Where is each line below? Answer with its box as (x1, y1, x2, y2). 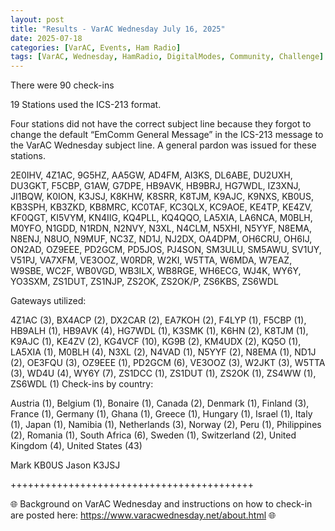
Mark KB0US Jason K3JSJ (10, 459, 121, 471)
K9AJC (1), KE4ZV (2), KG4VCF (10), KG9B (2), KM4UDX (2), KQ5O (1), (10, 336, 302, 348)
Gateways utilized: (10, 295, 87, 307)
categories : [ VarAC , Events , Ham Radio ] (10, 42, 182, 53)
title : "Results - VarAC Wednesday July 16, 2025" (10, 24, 226, 34)
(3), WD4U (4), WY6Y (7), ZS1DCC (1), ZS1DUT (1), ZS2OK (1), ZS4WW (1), (10, 367, 317, 380)
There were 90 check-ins (10, 79, 115, 91)
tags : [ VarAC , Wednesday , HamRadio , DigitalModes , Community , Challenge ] (10, 52, 325, 62)
